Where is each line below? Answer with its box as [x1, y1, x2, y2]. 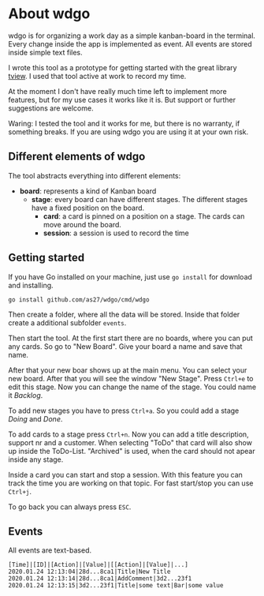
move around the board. [43, 219, 122, 229]
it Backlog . [8, 390, 43, 399]
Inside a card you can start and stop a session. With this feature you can [8, 470, 243, 479]
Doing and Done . [8, 414, 63, 423]
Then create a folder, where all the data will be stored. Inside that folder [8, 309, 240, 319]
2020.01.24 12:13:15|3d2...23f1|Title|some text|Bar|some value [8, 582, 224, 590]
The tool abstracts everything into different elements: [8, 171, 181, 180]
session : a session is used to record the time [43, 228, 189, 238]
